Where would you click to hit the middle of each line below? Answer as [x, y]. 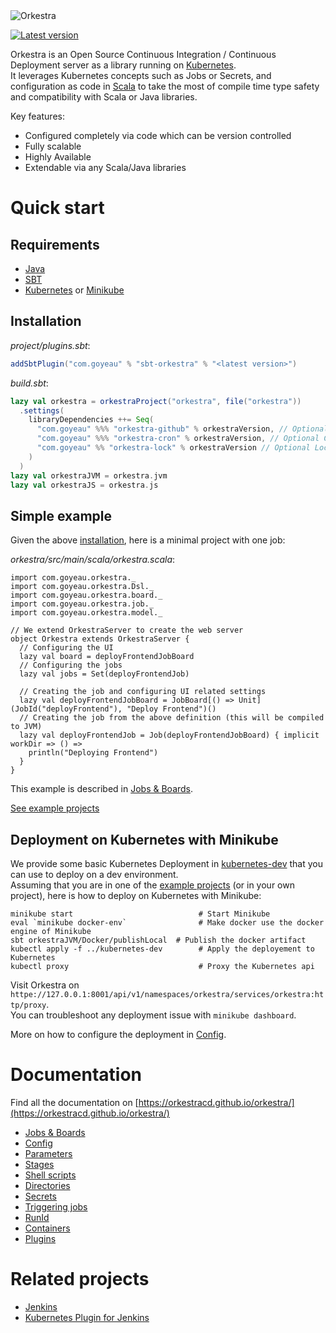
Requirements [55, 244]
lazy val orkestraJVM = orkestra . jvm [89, 475]
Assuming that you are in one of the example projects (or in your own [152, 885]
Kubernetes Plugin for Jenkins [87, 1317]
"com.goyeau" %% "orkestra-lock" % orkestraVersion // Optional [173, 448]
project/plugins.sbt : [50, 345]
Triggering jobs [56, 1207]
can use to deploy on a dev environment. [94, 875]
